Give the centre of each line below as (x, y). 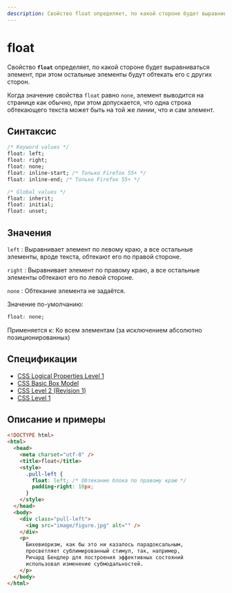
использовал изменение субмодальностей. (84, 564)
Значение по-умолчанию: (46, 304)
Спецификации (42, 359)
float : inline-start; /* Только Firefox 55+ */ (77, 173)
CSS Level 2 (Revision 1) (51, 390)
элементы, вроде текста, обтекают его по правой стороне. (94, 256)
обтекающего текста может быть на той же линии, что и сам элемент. (111, 110)
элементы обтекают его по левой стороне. (70, 277)
